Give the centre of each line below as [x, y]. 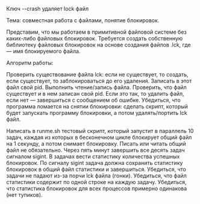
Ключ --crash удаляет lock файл [48, 9]
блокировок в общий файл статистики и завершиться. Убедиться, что [96, 169]
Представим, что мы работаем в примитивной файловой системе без [96, 32]
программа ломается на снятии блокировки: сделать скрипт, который [97, 107]
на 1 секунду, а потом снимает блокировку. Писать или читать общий [96, 144]
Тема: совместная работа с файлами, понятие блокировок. [83, 20]
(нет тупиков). [24, 195]
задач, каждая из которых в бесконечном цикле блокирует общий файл [99, 137]
